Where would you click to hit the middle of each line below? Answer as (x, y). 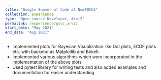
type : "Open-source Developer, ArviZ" (45, 19)
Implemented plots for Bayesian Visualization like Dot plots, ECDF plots (84, 46)
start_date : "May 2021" (30, 28)
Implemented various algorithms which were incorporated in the (77, 57)
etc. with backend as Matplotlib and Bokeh (55, 52)
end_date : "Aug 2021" (27, 32)
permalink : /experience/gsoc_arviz (42, 23)
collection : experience (30, 14)
